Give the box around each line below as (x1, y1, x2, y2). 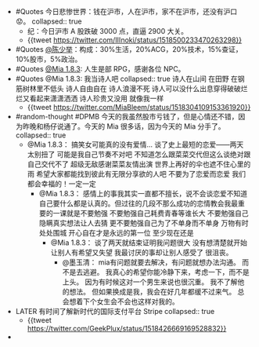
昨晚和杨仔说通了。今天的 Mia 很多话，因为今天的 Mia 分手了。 (22, 122, 225, 131)
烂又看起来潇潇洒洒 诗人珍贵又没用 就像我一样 (15, 93, 164, 103)
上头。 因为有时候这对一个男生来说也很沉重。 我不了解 (62, 277, 238, 287)
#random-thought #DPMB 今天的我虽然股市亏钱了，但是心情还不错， (15, 112, 239, 121)
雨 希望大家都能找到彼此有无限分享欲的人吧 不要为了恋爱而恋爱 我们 (27, 170, 246, 178)
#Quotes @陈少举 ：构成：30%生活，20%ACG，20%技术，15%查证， (15, 45, 243, 53)
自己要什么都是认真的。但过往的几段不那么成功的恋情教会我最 (38, 199, 239, 208)
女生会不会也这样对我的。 (96, 297, 179, 306)
